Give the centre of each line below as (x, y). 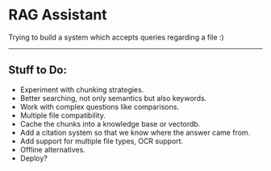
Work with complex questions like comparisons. (100, 106)
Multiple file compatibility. (63, 115)
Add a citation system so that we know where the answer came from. (135, 132)
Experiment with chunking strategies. (82, 90)
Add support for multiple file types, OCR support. (102, 141)
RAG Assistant (58, 15)
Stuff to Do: (38, 70)
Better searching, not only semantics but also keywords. (113, 98)
